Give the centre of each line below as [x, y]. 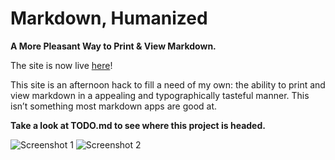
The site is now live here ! [61, 65]
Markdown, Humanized [109, 18]
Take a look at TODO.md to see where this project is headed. [138, 125]
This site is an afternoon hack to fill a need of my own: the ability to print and [168, 84]
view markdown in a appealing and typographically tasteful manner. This [160, 95]
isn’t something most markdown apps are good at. [114, 106]
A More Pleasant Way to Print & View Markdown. [113, 46]
